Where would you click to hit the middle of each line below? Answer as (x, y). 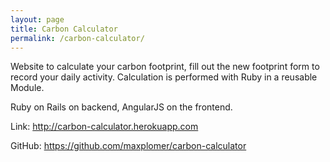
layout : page (37, 19)
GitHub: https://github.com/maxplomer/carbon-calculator (128, 146)
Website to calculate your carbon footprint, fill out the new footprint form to (165, 67)
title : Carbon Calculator (64, 29)
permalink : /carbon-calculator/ (77, 38)
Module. (27, 88)
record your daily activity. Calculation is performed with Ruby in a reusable (164, 77)
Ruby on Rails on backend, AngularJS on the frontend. (121, 107)
